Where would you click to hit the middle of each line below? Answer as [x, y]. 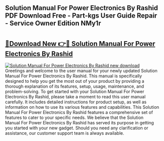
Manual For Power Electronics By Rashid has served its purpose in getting [80, 123]
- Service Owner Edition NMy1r [53, 23]
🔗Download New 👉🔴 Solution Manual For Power [80, 44]
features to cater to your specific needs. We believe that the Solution [74, 117]
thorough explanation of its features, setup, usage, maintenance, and [75, 86]
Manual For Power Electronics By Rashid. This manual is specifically [73, 76]
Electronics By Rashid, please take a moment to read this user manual [75, 97]
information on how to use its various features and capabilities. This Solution [82, 107]
